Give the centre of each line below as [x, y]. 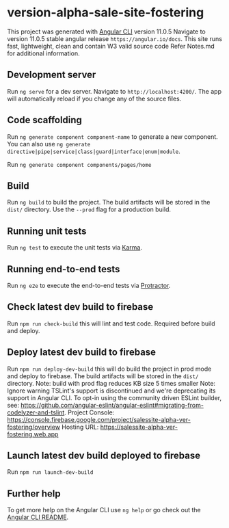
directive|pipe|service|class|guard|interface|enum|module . [94, 151]
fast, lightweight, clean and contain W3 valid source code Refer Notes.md [111, 46]
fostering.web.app [33, 434]
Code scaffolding [44, 120]
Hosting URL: [80, 427]
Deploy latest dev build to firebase [81, 353]
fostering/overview [33, 427]
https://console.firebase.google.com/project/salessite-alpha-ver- [99, 419]
